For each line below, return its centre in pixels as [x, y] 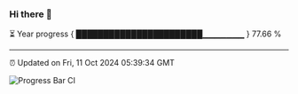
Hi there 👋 [31, 14]
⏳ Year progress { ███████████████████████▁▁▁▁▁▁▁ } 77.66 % [145, 34]
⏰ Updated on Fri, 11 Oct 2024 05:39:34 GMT [92, 63]
